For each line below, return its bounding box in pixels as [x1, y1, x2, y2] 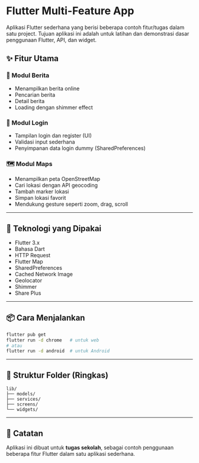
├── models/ [6, 391, 36, 397]
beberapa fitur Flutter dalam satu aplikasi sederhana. [6, 450, 135, 457]
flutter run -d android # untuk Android [6, 348, 110, 354]
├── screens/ [6, 401, 38, 407]
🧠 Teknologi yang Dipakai [6, 223, 102, 234]
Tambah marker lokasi [14, 188, 69, 195]
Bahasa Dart [14, 245, 46, 253]
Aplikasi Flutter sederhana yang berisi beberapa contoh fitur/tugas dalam [6, 24, 185, 31]
